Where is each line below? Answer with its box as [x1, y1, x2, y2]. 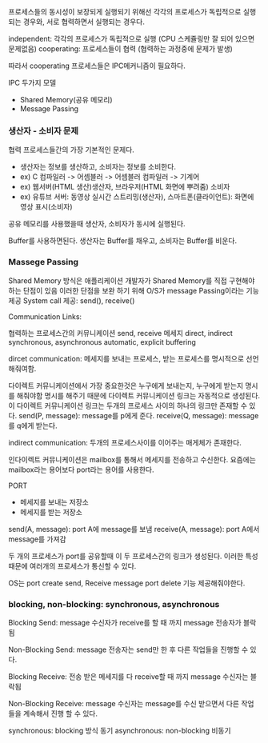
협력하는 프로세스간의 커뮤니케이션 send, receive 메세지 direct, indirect [8, 328, 234, 338]
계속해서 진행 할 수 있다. [22, 709, 98, 718]
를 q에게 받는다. [8, 421, 58, 430]
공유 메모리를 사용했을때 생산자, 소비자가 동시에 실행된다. [8, 219, 186, 229]
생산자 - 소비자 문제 [8, 125, 78, 136]
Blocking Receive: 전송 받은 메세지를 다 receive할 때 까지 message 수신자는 [8, 671, 249, 681]
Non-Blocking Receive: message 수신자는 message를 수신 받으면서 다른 [8, 698, 240, 708]
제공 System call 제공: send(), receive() [8, 295, 135, 306]
